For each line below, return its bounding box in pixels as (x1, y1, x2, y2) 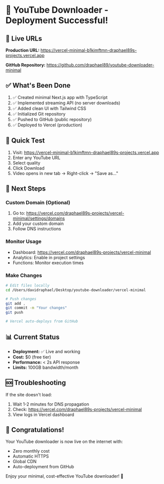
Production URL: (5, 48, 40, 53)
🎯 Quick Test (5, 137, 45, 145)
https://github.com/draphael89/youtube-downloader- (46, 62, 155, 68)
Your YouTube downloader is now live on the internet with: (5, 438, 123, 445)
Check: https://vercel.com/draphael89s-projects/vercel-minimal (12, 406, 142, 412)
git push (5, 310, 23, 315)
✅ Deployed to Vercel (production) (12, 122, 83, 128)
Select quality (12, 160, 41, 166)
